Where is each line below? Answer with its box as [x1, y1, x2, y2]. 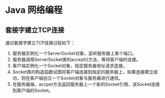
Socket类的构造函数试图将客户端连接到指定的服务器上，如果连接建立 [12, 69, 154, 75]
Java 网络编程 [5, 4, 63, 16]
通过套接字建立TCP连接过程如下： [5, 40, 75, 46]
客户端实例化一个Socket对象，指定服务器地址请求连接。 [12, 63, 128, 68]
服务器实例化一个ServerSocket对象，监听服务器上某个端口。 [12, 50, 137, 56]
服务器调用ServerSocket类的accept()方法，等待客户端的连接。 [12, 56, 141, 62]
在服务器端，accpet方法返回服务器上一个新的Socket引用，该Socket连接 [12, 81, 160, 87]
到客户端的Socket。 [12, 88, 53, 93]
